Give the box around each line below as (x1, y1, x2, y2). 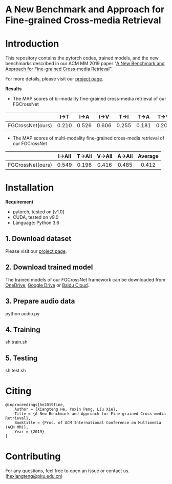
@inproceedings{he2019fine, (5, 402, 66, 408)
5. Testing (5, 354, 38, 362)
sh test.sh (5, 368, 26, 374)
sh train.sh (5, 339, 28, 345)
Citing (5, 386, 32, 397)
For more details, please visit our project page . (5, 76, 103, 82)
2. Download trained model (5, 263, 93, 272)
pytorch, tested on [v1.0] (12, 209, 65, 215)
